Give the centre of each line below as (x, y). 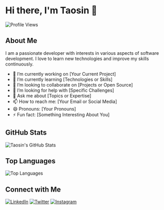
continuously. (19, 64)
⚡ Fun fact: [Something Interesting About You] (61, 114)
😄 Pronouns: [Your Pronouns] (44, 109)
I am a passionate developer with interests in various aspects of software (82, 53)
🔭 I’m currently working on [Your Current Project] (64, 74)
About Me (21, 41)
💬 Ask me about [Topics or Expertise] (52, 96)
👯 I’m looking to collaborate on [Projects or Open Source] (73, 85)
